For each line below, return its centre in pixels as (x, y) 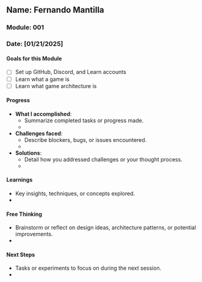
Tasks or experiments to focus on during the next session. (88, 268)
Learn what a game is (42, 79)
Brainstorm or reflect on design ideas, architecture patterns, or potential (106, 228)
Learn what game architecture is (56, 86)
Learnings (20, 180)
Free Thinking (24, 214)
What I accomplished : (43, 114)
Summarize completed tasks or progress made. (84, 120)
